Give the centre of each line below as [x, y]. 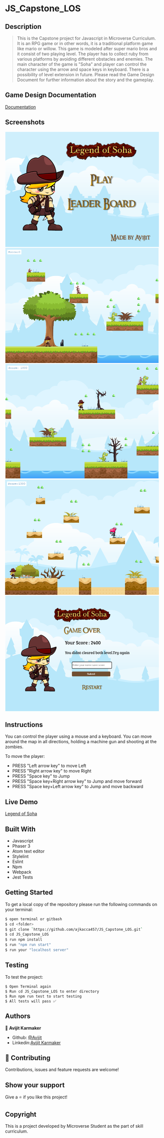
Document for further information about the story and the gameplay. [85, 80]
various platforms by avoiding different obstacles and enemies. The [85, 59]
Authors [18, 1016]
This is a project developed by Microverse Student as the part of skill [74, 1126]
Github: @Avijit [27, 1037]
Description [23, 27]
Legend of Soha [21, 814]
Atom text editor [28, 851]
